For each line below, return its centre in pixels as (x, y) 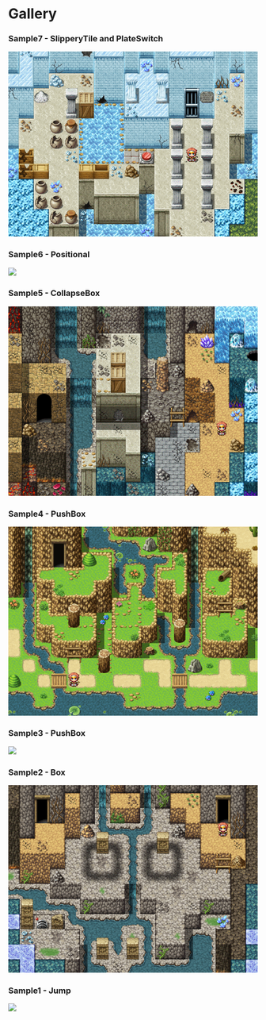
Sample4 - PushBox (47, 514)
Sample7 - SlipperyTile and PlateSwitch (86, 39)
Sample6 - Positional (49, 255)
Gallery (32, 14)
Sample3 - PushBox (47, 733)
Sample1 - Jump (40, 991)
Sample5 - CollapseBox (54, 293)
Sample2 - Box (37, 772)
